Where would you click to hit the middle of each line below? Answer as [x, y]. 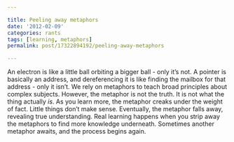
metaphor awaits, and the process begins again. [77, 132]
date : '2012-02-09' [36, 26]
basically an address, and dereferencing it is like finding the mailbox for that [117, 79]
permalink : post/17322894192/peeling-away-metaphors [86, 46]
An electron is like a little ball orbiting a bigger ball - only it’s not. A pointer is [117, 72]
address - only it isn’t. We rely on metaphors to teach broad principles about [117, 87]
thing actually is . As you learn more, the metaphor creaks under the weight [115, 101]
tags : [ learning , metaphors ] [50, 39]
